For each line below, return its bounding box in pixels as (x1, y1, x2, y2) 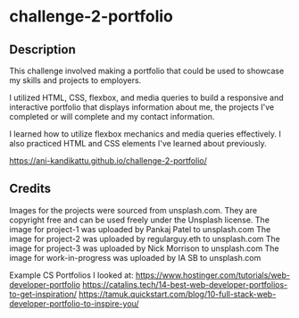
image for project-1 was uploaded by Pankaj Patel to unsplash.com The (9, 223, 271, 234)
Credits (9, 181, 52, 197)
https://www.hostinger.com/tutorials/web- (135, 270, 291, 280)
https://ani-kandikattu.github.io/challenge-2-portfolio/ (9, 155, 207, 166)
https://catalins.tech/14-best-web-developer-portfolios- (81, 279, 288, 289)
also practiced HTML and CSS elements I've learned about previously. (9, 138, 268, 148)
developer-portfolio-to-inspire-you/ (9, 297, 140, 309)
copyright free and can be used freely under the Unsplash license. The (9, 214, 270, 225)
